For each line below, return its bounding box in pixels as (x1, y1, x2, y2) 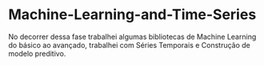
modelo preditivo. (8, 49, 66, 58)
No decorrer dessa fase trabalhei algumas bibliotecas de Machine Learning (8, 32, 257, 41)
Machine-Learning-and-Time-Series (8, 6, 257, 24)
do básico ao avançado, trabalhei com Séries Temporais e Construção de (8, 40, 250, 49)
